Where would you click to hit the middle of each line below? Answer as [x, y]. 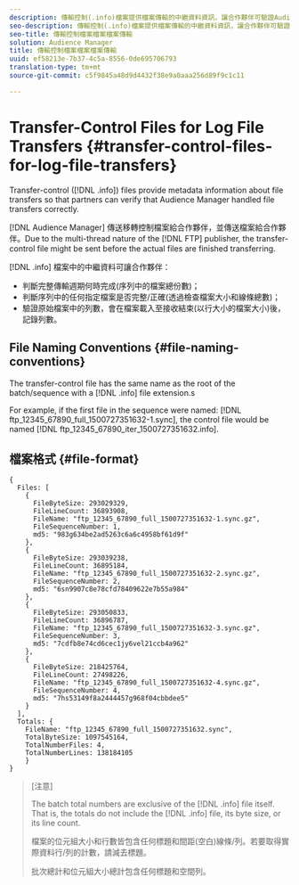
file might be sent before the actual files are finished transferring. [156, 248]
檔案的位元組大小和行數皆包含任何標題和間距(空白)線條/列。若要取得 [156, 841]
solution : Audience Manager [61, 42]
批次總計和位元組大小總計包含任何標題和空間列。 [121, 872]
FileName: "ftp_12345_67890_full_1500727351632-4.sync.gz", [146, 683]
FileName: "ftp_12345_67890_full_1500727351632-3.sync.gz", [146, 628]
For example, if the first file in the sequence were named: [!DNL [125, 410]
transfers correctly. [44, 209]
